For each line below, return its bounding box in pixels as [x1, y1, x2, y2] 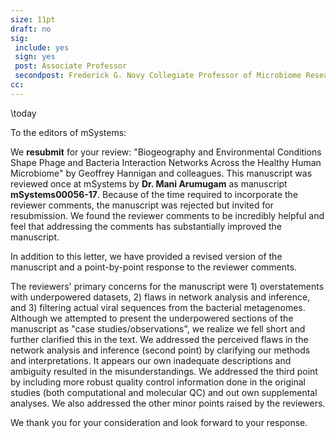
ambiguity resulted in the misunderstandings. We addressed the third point [10, 365, 318, 377]
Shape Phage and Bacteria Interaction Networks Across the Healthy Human [10, 156, 322, 168]
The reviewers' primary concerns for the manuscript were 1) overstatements [10, 280, 325, 292]
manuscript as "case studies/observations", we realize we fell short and [10, 322, 306, 335]
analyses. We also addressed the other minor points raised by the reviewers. [10, 397, 326, 409]
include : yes [14, 42, 70, 53]
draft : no [10, 24, 52, 34]
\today [10, 107, 37, 119]
